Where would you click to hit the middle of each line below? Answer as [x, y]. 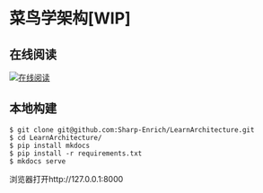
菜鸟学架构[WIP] [70, 18]
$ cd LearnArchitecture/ [56, 137]
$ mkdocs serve [38, 161]
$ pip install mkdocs [50, 145]
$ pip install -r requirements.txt [76, 154]
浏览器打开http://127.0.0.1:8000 [66, 179]
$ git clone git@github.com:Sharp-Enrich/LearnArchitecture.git [132, 130]
